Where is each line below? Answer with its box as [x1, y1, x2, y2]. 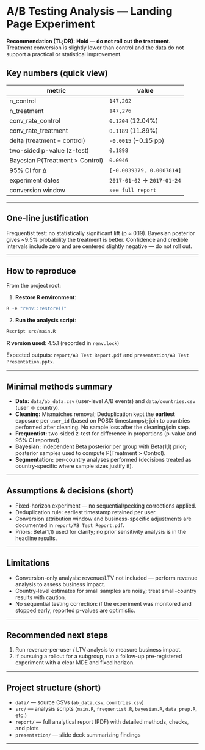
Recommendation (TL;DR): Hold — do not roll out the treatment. [6, 37, 171, 45]
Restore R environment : [15, 294, 76, 301]
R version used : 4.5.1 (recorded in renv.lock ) [6, 340, 120, 347]
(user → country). [15, 404, 60, 411]
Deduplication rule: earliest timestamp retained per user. [15, 508, 157, 515]
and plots [15, 725, 39, 732]
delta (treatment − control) [9, 136, 85, 145]
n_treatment [9, 106, 44, 115]
